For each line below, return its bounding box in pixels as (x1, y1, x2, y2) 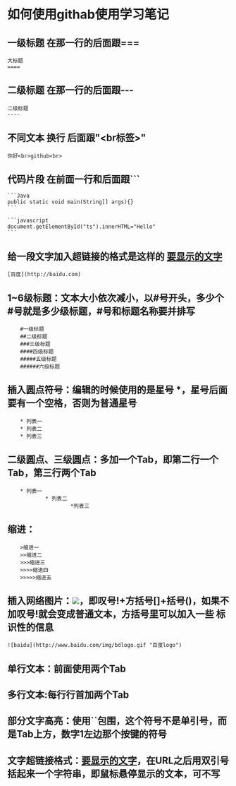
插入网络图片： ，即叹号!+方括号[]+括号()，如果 (7, 595, 221, 607)
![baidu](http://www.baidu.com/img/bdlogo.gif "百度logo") (7, 642, 182, 649)
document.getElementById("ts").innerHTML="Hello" (7, 223, 156, 230)
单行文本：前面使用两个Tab (7, 662, 126, 674)
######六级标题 (20, 363, 61, 371)
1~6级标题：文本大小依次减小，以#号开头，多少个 (7, 292, 224, 304)
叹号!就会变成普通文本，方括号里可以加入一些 (16, 608, 215, 620)
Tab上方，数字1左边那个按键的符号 (16, 728, 167, 740)
